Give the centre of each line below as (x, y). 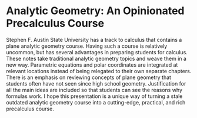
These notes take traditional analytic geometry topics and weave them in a (96, 58)
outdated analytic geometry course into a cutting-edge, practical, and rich (96, 102)
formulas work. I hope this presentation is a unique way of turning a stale (94, 96)
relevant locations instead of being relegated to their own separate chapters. (99, 71)
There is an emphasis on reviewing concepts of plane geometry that (89, 77)
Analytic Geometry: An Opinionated (95, 11)
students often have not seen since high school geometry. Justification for (96, 83)
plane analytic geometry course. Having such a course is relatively (87, 46)
